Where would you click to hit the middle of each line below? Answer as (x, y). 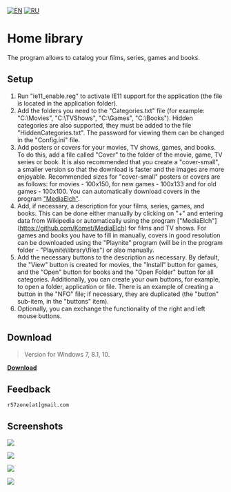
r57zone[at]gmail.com (38, 405)
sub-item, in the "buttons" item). (63, 301)
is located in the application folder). (68, 103)
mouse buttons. (39, 316)
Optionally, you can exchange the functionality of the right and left (111, 308)
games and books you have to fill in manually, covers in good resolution (119, 235)
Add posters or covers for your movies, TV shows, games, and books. (116, 147)
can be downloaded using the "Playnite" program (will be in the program (120, 242)
